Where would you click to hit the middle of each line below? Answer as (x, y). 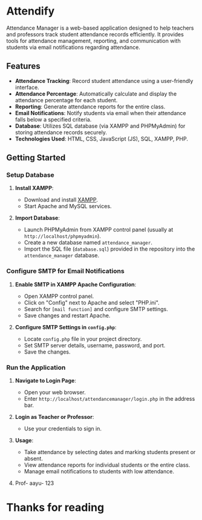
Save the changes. (47, 352)
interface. (27, 87)
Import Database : (37, 218)
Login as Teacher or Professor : (54, 417)
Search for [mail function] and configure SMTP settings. (96, 309)
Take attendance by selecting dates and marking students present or (110, 452)
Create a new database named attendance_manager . (88, 243)
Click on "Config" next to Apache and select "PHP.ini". (92, 302)
